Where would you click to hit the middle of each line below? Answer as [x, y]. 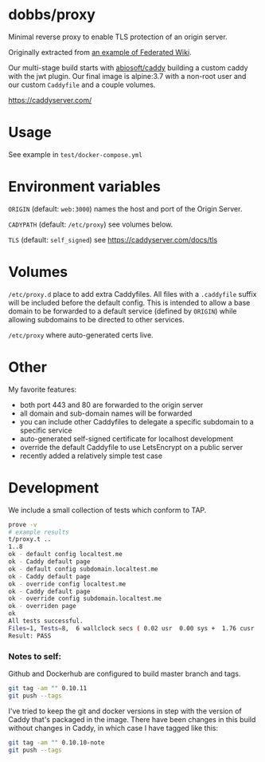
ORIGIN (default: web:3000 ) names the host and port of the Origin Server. [125, 208]
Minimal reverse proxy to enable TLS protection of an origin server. [118, 37]
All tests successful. [46, 621]
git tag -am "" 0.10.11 [48, 688]
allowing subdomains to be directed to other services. [96, 319]
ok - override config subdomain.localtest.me [85, 599]
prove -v [23, 524]
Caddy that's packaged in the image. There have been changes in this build [132, 719]
